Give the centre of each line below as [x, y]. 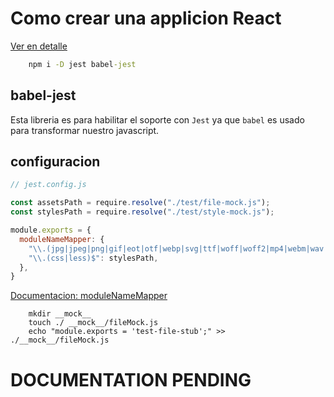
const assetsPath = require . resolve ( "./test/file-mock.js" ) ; [140, 203]
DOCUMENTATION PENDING [131, 379]
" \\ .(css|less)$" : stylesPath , [93, 258]
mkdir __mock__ [60, 314]
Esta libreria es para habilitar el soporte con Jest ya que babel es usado [157, 119]
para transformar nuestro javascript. [85, 130]
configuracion [55, 162]
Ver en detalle [39, 46]
